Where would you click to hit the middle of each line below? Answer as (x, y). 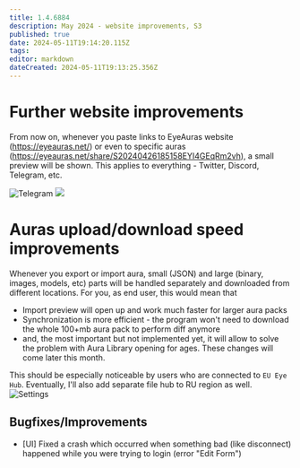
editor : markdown (42, 59)
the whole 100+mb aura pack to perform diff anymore (121, 329)
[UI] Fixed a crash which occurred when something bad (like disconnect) (157, 444)
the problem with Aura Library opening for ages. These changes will (148, 348)
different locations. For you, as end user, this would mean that (123, 292)
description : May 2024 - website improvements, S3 (106, 26)
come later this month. (64, 357)
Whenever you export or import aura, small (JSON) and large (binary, (137, 273)
